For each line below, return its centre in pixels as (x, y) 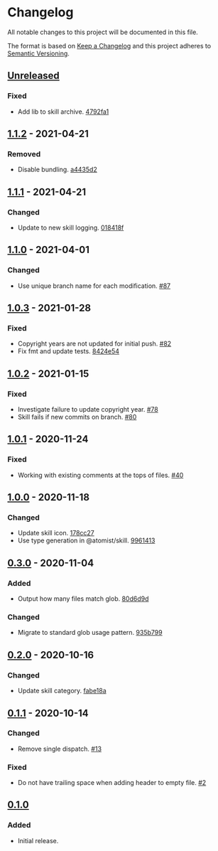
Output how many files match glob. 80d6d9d (83, 599)
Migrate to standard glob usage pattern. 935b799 (90, 633)
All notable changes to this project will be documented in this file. (103, 32)
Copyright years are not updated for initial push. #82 (94, 344)
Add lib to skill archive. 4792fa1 (63, 112)
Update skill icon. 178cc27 (56, 533)
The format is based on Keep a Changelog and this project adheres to (109, 46)
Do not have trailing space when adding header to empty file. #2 (112, 783)
